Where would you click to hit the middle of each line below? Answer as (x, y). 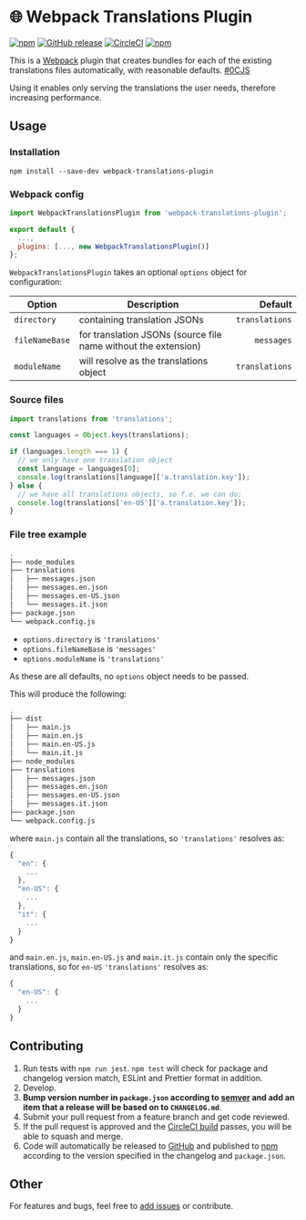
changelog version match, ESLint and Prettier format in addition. (143, 1078)
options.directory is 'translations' (92, 639)
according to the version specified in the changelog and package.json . (154, 1155)
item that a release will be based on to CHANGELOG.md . (122, 1107)
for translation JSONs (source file (150, 335)
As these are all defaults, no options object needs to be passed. (129, 676)
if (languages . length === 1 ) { (69, 452)
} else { (26, 486)
